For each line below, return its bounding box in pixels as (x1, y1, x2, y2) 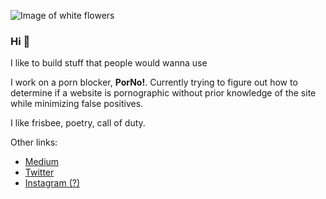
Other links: (10, 136, 58, 149)
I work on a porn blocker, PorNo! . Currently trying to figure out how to (10, 76, 298, 89)
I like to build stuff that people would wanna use (10, 57, 208, 69)
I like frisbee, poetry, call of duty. (10, 117, 146, 129)
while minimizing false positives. (10, 98, 144, 110)
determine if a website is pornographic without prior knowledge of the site (10, 87, 317, 99)
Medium (24, 156, 60, 168)
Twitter (24, 166, 55, 179)
